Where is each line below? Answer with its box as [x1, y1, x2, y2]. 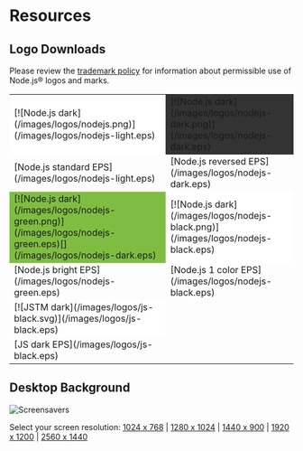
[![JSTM [14, 301, 50, 313]
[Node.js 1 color [170, 264, 239, 276]
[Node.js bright [14, 264, 78, 276]
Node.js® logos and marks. [9, 75, 110, 86]
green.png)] [14, 215, 65, 227]
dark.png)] [170, 118, 216, 130]
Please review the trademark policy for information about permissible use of [9, 65, 291, 76]
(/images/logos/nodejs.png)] [14, 118, 136, 130]
